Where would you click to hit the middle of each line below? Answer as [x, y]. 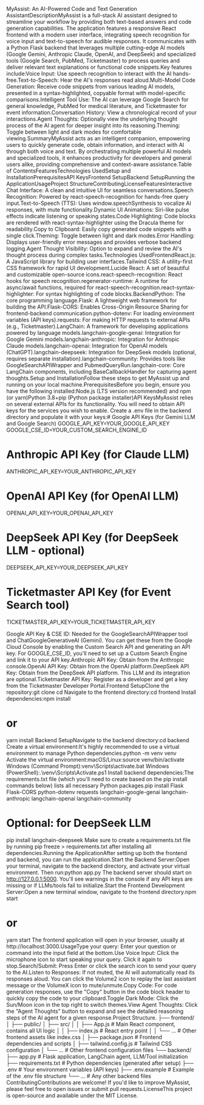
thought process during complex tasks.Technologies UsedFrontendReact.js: [101, 255]
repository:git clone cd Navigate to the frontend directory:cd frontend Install [101, 692]
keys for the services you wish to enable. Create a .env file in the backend [99, 410]
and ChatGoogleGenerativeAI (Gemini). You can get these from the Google [100, 640]
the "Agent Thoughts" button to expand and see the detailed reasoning [95, 1011]
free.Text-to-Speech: [33, 80]
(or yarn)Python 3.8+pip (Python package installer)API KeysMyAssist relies [100, 398]
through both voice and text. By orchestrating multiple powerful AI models [99, 151]
